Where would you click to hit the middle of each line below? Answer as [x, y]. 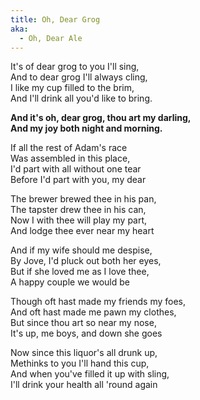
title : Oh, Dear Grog [55, 19]
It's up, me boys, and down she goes [86, 333]
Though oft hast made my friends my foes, [98, 302]
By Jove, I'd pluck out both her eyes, [86, 261]
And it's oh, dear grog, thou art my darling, [101, 118]
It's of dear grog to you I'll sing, [75, 67]
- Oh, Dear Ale [51, 38]
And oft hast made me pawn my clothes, [93, 312]
